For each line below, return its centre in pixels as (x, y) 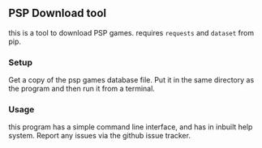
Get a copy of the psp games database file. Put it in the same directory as (131, 80)
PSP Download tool (58, 13)
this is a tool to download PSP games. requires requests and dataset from (131, 32)
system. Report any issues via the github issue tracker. (99, 136)
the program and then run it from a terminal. (82, 89)
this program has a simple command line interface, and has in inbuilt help (131, 127)
